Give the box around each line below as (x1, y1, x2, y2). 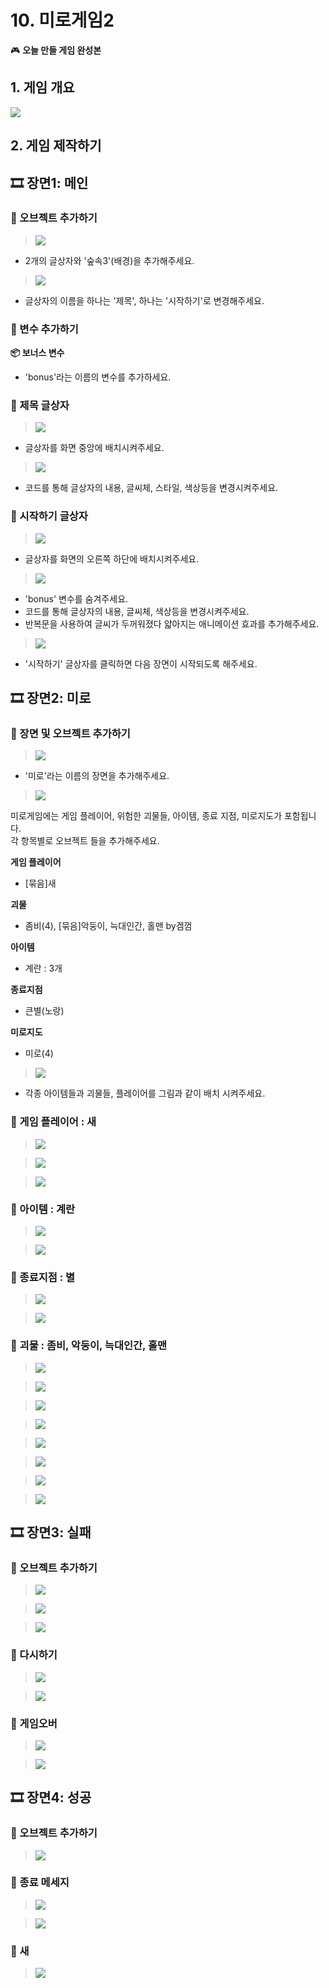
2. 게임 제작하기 (10, 137, 102, 155)
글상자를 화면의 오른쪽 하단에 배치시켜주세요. (24, 552, 200, 565)
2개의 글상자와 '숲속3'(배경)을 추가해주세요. (24, 254, 195, 266)
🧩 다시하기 (10, 1648, 58, 1662)
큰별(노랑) (24, 1005, 65, 1017)
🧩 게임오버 (10, 1716, 58, 1730)
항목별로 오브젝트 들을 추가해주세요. (20, 835, 160, 847)
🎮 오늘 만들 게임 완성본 (10, 44, 102, 56)
